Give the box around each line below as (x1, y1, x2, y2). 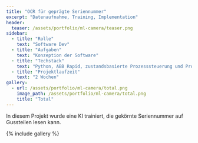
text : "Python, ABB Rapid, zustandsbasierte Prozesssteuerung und (16, 63, 183, 69)
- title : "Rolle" (11, 36, 54, 42)
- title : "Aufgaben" (11, 47, 62, 53)
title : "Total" (16, 96, 54, 102)
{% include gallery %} (6, 130, 60, 137)
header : (6, 19, 25, 25)
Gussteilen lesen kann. (6, 118, 61, 125)
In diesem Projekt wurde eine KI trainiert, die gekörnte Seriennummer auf (6, 112, 184, 119)
